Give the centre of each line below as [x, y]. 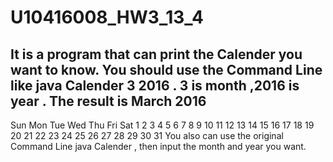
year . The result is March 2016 [108, 101]
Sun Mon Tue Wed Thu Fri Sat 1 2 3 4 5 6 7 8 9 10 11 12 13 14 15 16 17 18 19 [162, 125]
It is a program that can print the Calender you [156, 54]
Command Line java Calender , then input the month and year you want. [158, 146]
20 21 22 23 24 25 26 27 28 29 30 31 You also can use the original [147, 135]
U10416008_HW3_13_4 [107, 17]
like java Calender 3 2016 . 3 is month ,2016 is [155, 85]
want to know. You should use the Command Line [166, 69]
